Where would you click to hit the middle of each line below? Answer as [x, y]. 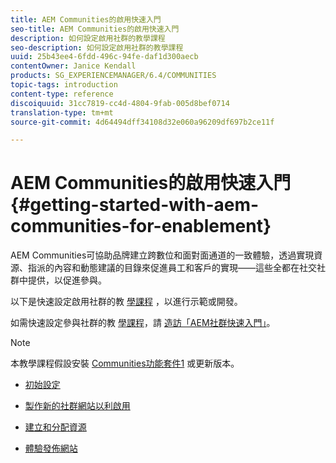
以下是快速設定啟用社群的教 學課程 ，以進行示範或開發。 [126, 302]
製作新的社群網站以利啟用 [77, 406]
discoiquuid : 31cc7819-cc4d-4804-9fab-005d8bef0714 [120, 103]
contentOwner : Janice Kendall [73, 66]
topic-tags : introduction [64, 85]
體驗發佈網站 [51, 448]
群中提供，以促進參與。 [58, 280]
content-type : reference [62, 94]
